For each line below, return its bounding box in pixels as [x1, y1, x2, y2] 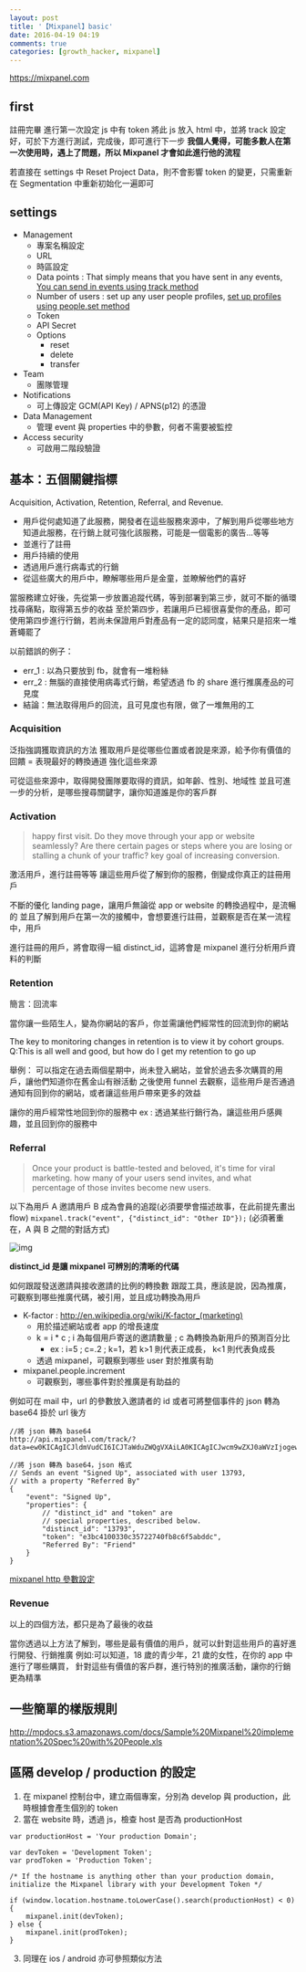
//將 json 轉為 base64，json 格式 [9, 1460, 132, 1470]
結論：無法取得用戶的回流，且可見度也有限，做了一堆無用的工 [22, 699, 255, 710]
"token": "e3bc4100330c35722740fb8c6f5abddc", [42, 1532, 222, 1541]
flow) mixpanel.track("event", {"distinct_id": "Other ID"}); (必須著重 [9, 1212, 284, 1223]
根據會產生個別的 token [30, 1802, 118, 1813]
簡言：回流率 [9, 999, 57, 1010]
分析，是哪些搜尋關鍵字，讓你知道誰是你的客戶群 [33, 786, 217, 797]
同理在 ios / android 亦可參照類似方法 [22, 1953, 162, 1964]
